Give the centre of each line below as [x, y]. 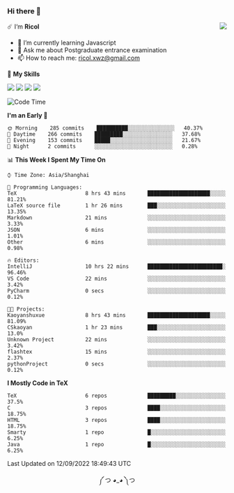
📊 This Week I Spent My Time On [56, 160]
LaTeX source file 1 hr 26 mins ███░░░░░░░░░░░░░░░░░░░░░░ [117, 206]
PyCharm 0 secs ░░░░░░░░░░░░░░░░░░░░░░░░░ [117, 291]
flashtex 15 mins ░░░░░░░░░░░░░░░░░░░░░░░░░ [117, 352]
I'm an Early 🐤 [28, 116]
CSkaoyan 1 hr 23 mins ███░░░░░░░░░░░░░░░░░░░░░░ [117, 328]
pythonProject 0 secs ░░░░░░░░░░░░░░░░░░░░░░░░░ [117, 364]
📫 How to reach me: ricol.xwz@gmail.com [79, 58]
